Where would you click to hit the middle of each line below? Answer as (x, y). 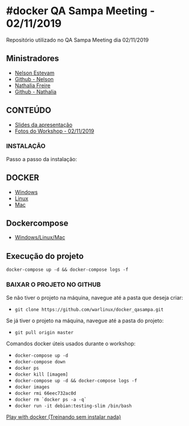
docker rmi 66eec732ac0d (45, 393)
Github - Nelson (34, 79)
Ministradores (33, 58)
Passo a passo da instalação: (42, 159)
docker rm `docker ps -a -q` (51, 399)
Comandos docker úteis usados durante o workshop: (71, 343)
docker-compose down (40, 362)
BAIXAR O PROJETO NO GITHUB (54, 284)
